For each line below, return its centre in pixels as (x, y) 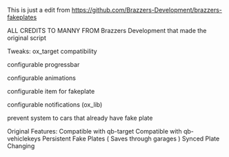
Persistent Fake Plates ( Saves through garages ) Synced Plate (131, 138)
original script (27, 38)
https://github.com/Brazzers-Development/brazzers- (147, 10)
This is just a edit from (39, 10)
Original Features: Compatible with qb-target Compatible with (94, 131)
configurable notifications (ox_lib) (55, 105)
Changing (21, 146)
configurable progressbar (43, 64)
